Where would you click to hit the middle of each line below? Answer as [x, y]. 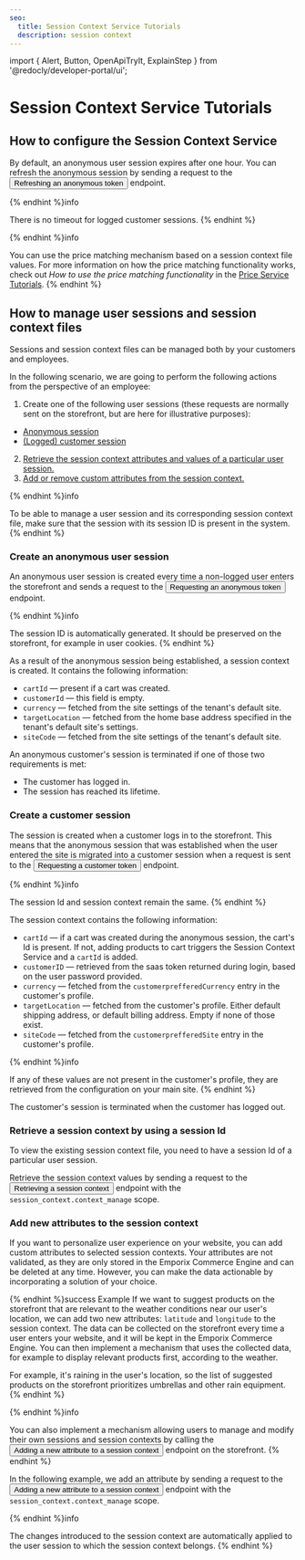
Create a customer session [70, 815]
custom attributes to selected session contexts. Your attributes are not [141, 1252]
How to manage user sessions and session [133, 313]
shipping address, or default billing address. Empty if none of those [149, 1015]
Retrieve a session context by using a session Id [117, 1130]
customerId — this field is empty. [84, 698]
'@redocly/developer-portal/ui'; [68, 70]
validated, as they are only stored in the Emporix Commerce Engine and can [152, 1262]
